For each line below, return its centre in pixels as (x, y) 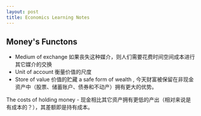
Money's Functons (42, 42)
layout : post (22, 12)
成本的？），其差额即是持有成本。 (52, 107)
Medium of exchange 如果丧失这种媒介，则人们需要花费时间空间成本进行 (105, 57)
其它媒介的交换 (33, 64)
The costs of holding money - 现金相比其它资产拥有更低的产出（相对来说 (96, 100)
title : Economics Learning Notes (48, 17)
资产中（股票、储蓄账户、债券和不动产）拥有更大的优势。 (86, 87)
